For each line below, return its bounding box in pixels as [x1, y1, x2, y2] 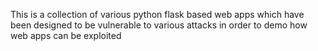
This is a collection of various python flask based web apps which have [10, 9, 305, 20]
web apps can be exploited [10, 30, 122, 41]
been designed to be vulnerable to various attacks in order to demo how [10, 19, 308, 31]
